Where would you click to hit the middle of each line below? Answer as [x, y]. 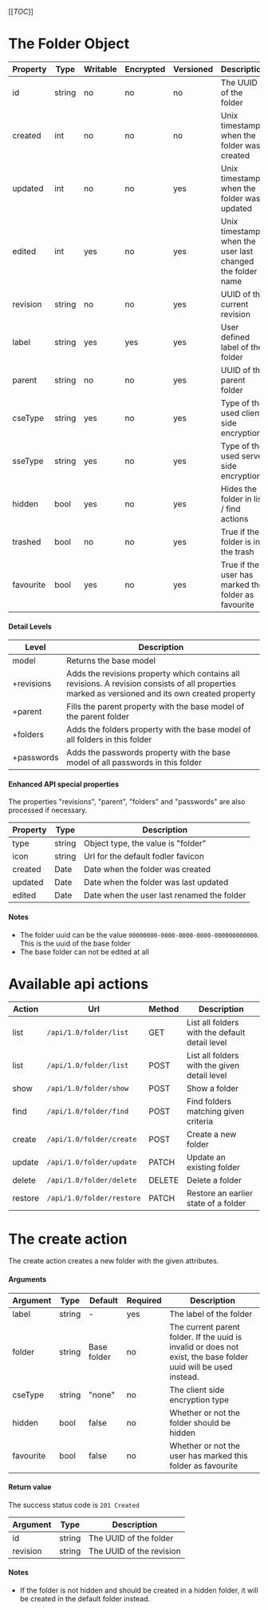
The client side [197, 1390]
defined [235, 337]
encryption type [199, 1399]
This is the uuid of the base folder [75, 943]
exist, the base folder [209, 1357]
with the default [216, 1033]
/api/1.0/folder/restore [94, 1198]
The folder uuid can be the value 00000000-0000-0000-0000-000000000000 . [140, 934]
